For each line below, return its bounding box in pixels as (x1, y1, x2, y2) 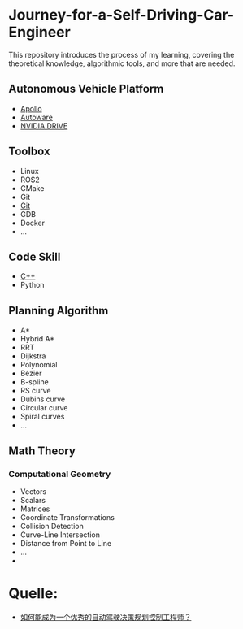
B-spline (20, 377, 49, 387)
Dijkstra (20, 351, 46, 361)
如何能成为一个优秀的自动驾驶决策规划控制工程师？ (20, 612, 192, 622)
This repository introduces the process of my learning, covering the (8, 50, 235, 59)
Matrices (20, 504, 50, 514)
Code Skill (8, 249, 61, 263)
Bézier (20, 368, 42, 379)
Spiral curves (20, 412, 65, 422)
